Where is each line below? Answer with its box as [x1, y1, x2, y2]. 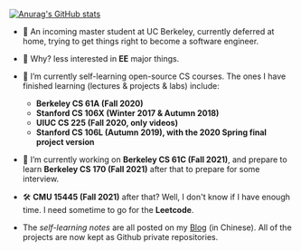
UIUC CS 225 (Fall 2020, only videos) [35, 118, 179, 128]
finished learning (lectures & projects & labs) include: [22, 81, 220, 91]
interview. [22, 173, 60, 184]
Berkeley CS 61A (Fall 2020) [35, 98, 144, 109]
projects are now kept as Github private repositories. [22, 232, 219, 242]
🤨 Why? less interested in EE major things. [22, 53, 180, 63]
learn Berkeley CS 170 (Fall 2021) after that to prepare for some [22, 164, 260, 174]
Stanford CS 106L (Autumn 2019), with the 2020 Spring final [35, 127, 267, 138]
